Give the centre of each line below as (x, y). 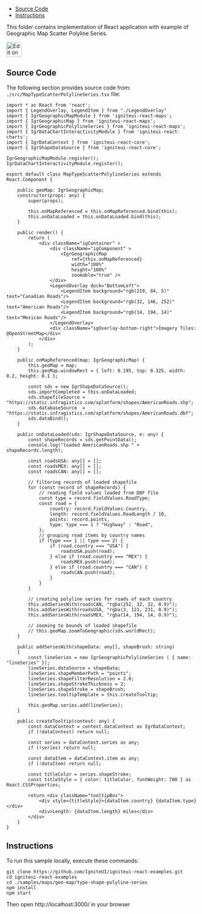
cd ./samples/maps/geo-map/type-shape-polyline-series (77, 882)
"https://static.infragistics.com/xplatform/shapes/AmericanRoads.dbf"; (100, 413)
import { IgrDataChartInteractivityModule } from (70, 132)
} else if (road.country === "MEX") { (99, 557)
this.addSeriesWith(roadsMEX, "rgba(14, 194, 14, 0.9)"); (103, 615)
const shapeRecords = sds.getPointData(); (82, 439)
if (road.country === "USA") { (89, 546)
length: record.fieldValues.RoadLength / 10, (108, 514)
